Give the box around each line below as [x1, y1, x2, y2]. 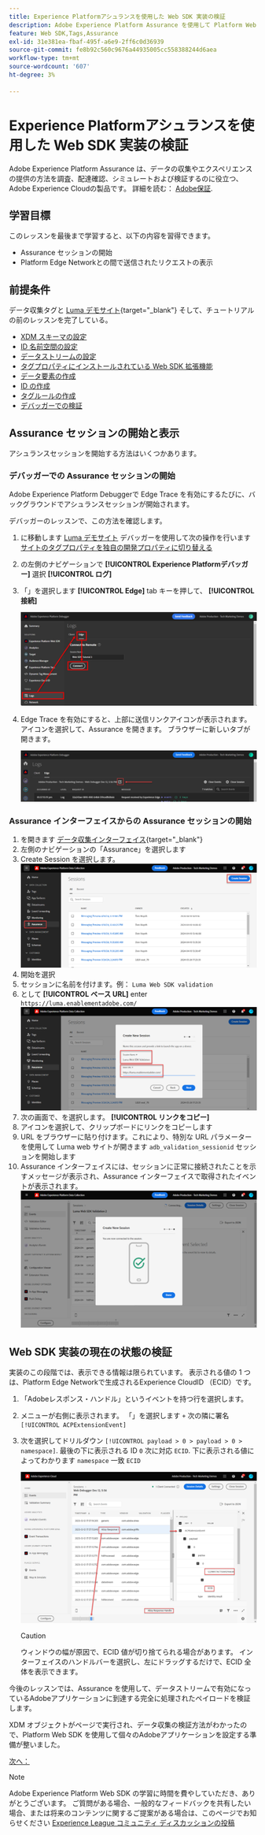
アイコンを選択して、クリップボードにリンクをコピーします [20, 1123, 213, 1132]
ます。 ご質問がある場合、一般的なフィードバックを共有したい [50, 1799, 252, 1808]
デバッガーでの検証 [20, 401, 83, 410]
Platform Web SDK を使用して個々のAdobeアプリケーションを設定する [22, 1730, 250, 1740]
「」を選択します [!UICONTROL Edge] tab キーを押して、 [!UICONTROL [20, 586, 255, 596]
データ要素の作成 [20, 371, 76, 381]
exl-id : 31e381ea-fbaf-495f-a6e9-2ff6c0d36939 [9, 38, 164, 46]
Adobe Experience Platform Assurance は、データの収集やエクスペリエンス [9, 164, 253, 173]
